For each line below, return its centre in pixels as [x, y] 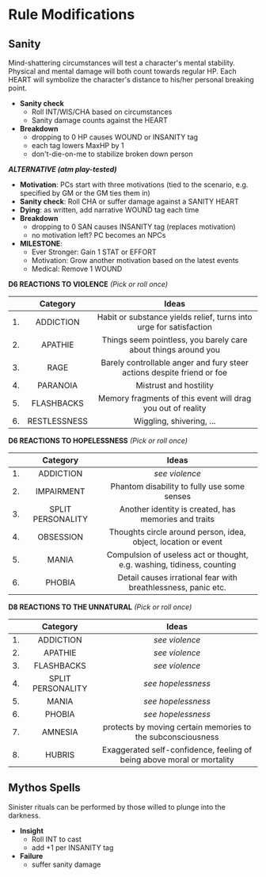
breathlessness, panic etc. [178, 587]
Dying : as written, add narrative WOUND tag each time [109, 210]
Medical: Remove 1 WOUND [77, 269]
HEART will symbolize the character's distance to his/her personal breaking [131, 80]
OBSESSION [61, 537]
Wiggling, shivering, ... [175, 421]
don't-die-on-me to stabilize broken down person [112, 154]
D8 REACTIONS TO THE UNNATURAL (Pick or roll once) [100, 607]
